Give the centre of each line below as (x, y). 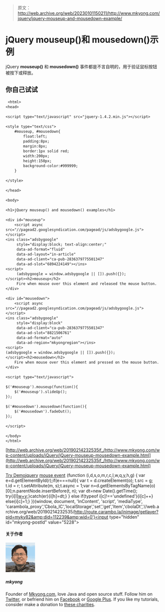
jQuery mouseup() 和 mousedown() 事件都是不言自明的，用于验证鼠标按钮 (81, 66)
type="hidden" (124, 517)
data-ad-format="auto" (40, 338)
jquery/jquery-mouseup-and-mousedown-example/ (70, 18)
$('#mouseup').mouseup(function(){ (42, 387)
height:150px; (37, 161)
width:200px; (36, 156)
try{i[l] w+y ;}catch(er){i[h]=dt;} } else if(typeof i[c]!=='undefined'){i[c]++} (80, 496)
